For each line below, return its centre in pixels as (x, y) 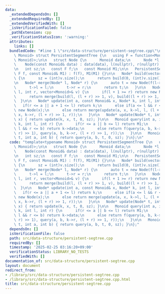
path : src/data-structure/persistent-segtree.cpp (61, 238)
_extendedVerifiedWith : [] (37, 23)
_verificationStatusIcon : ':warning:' (49, 37)
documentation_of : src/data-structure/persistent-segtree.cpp (70, 261)
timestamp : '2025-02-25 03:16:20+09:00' (51, 247)
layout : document (23, 265)
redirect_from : (21, 270)
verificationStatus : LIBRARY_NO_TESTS (49, 252)
